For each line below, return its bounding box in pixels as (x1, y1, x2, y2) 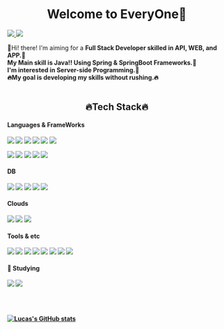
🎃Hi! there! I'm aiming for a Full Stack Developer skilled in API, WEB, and (7, 43, 218, 51)
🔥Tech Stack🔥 (85, 101, 149, 113)
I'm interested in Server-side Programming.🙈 (7, 65, 140, 74)
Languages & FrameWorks (7, 120, 85, 129)
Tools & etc (7, 232, 40, 240)
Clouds (7, 200, 29, 208)
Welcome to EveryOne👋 (47, 6, 187, 22)
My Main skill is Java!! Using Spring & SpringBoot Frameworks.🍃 (7, 58, 197, 67)
